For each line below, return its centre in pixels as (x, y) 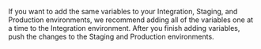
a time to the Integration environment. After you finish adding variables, (124, 28)
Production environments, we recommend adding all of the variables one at (131, 20)
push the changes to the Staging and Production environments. (112, 36)
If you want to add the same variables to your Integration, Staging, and (123, 11)
